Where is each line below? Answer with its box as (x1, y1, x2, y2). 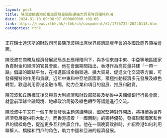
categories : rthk (5, 26, 41, 31)
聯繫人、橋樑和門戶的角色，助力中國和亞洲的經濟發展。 (5, 128, 118, 134)
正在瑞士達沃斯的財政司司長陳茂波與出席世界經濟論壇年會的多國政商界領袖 (5, 40, 158, 46)
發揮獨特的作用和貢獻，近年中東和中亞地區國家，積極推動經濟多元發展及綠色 (5, 75, 162, 81)
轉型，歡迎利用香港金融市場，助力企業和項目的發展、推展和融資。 (5, 81, 140, 87)
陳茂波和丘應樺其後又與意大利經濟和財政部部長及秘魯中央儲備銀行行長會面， (5, 92, 162, 98)
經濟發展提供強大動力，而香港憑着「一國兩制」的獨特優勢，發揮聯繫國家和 (5, 115, 158, 121)
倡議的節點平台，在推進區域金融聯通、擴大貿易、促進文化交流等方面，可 (13, 69, 162, 75)
